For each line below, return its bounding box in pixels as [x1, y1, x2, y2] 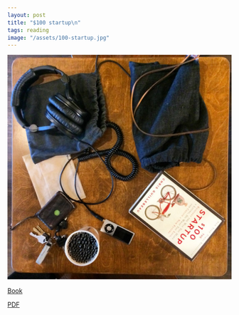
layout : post [7, 11, 46, 19]
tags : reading [7, 26, 50, 33]
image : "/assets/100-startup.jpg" [7, 34, 110, 41]
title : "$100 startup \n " [7, 19, 81, 26]
